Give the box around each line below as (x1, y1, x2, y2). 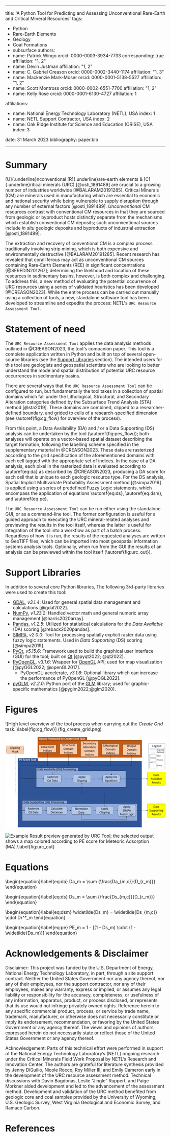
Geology (12, 36, 31, 42)
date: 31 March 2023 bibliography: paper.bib (5, 136, 98, 143)
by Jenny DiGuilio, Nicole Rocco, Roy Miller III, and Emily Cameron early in (5, 1067, 161, 1073)
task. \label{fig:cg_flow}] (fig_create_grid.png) (5, 726, 102, 732)
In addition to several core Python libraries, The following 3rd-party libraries (5, 583, 164, 590)
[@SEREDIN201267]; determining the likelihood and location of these (5, 267, 150, 273)
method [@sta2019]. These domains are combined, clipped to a (5, 404, 139, 410)
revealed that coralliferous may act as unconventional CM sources (5, 256, 144, 263)
